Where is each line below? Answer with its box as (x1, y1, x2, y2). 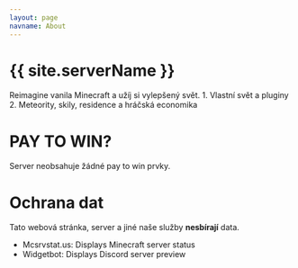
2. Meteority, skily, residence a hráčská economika (9, 100, 198, 111)
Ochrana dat (9, 192, 104, 212)
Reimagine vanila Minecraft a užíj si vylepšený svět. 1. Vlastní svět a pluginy (9, 90, 290, 101)
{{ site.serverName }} (9, 60, 176, 81)
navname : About (9, 22, 67, 31)
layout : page (9, 13, 59, 22)
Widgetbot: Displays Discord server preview (22, 249, 186, 260)
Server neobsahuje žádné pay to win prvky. (9, 161, 171, 172)
